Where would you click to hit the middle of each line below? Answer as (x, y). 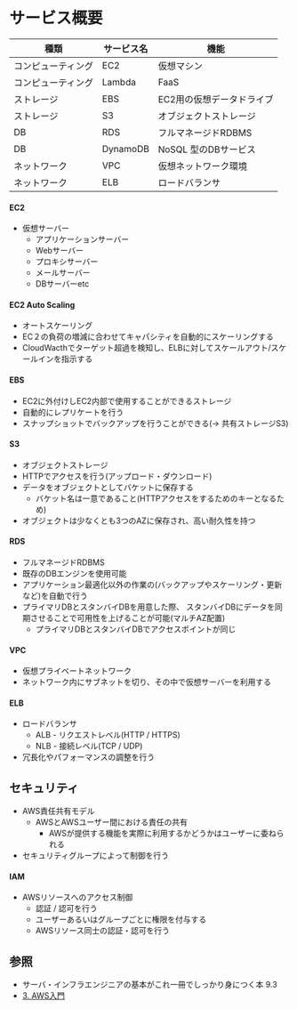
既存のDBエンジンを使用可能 (74, 573)
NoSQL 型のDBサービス (207, 149)
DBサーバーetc (62, 284)
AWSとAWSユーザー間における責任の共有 (112, 822)
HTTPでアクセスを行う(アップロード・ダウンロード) (117, 476)
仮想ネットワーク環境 (202, 165)
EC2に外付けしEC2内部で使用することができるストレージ (127, 400)
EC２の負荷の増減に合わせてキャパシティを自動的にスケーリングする (148, 337)
